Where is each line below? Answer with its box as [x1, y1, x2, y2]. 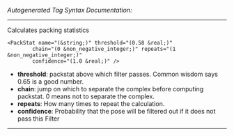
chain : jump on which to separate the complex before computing [17, 85, 204, 93]
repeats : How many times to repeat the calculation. [17, 100, 165, 107]
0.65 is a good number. [17, 77, 84, 86]
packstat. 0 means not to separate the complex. [17, 92, 155, 100]
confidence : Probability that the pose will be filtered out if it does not [17, 107, 216, 115]
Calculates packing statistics [7, 26, 89, 34]
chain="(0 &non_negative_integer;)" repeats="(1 [32, 45, 176, 52]
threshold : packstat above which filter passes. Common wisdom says [17, 70, 218, 78]
